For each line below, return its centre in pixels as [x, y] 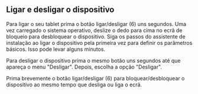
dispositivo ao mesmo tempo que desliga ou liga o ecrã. [74, 85]
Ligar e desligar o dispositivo [60, 10]
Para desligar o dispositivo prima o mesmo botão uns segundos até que [94, 60]
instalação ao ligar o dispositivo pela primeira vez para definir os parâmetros [99, 43]
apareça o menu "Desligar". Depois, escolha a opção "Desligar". [84, 67]
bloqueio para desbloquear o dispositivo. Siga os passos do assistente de [96, 36]
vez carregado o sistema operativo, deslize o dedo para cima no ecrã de [94, 30]
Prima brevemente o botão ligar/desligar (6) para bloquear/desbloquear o [95, 78]
